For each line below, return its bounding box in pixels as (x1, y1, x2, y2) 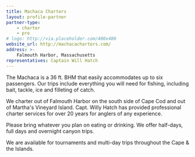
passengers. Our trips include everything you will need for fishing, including (6, 80, 189, 87)
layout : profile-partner (6, 14, 67, 20)
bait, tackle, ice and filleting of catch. (6, 86, 95, 93)
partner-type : (6, 19, 41, 25)
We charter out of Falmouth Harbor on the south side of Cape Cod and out (6, 97, 186, 104)
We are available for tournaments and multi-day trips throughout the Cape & (6, 139, 189, 146)
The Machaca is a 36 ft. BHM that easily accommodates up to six (6, 74, 163, 81)
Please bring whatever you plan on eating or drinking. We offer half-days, (6, 121, 183, 128)
